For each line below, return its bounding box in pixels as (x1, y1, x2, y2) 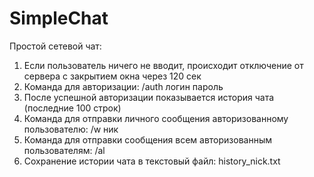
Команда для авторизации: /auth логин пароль (23, 80, 224, 92)
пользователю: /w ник (23, 123, 119, 135)
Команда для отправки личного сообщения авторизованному (23, 112, 289, 124)
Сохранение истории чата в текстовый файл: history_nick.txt (23, 155, 281, 167)
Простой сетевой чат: (9, 40, 102, 52)
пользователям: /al (23, 144, 106, 156)
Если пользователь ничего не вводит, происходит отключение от (23, 59, 304, 71)
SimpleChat (9, 7, 109, 30)
